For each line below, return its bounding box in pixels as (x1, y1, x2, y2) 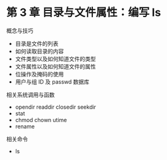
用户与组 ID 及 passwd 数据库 (15, 78, 90, 85)
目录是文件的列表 (15, 40, 59, 47)
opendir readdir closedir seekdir (15, 103, 97, 111)
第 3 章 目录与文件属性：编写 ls (6, 5, 161, 20)
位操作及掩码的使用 (15, 70, 64, 78)
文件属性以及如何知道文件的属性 (15, 62, 96, 70)
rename (15, 123, 35, 130)
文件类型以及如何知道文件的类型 (15, 55, 96, 62)
